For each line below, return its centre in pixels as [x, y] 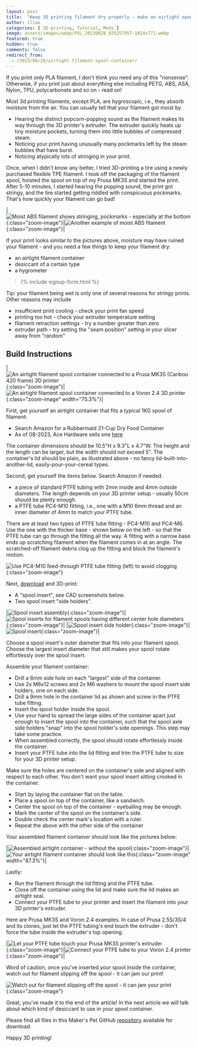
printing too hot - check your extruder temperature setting [85, 317]
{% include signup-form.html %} [60, 282]
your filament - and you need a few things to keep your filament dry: [89, 246]
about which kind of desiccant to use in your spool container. [80, 1009]
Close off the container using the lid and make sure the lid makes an [97, 890]
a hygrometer [31, 270]
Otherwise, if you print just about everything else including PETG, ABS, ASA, [98, 83]
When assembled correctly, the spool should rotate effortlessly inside [98, 741]
